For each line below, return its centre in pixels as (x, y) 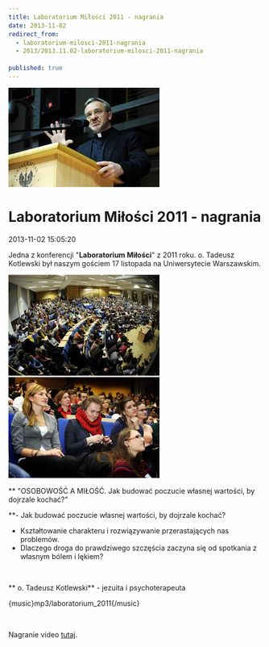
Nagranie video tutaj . (43, 634)
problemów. (39, 539)
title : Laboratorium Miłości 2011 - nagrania (86, 17)
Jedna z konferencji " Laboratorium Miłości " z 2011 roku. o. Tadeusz (122, 255)
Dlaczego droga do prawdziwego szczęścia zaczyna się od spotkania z (139, 548)
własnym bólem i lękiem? (62, 556)
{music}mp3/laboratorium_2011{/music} (74, 603)
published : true (35, 69)
